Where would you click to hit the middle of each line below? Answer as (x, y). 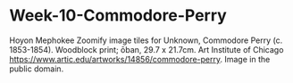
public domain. (37, 69)
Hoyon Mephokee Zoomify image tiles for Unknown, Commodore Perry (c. (146, 40)
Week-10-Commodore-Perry (118, 16)
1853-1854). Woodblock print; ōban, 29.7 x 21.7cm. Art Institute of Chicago (146, 49)
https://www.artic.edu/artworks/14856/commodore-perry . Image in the (140, 59)
